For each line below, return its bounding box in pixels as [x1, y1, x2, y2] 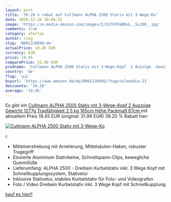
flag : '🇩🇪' [5, 74, 31, 79]
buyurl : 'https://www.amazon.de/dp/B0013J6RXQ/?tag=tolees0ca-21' [5, 79, 149, 84]
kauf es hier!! [5, 191, 33, 197]
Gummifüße [12, 159, 38, 166]
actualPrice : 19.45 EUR [5, 45, 56, 50]
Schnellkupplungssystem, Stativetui [12, 170, 88, 176]
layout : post [5, 7, 33, 13]
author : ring [5, 36, 33, 41]
